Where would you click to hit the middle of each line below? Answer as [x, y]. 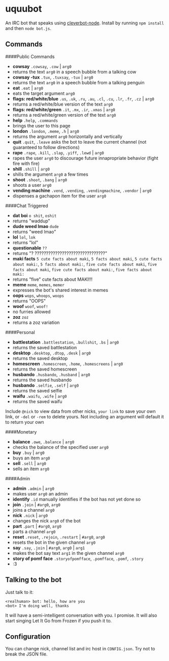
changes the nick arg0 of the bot [47, 520]
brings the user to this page [42, 125]
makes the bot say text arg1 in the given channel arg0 [68, 553]
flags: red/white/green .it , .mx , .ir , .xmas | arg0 [64, 109]
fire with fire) [26, 163]
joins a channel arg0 [33, 510]
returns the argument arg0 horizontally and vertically [67, 136]
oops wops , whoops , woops [38, 295]
